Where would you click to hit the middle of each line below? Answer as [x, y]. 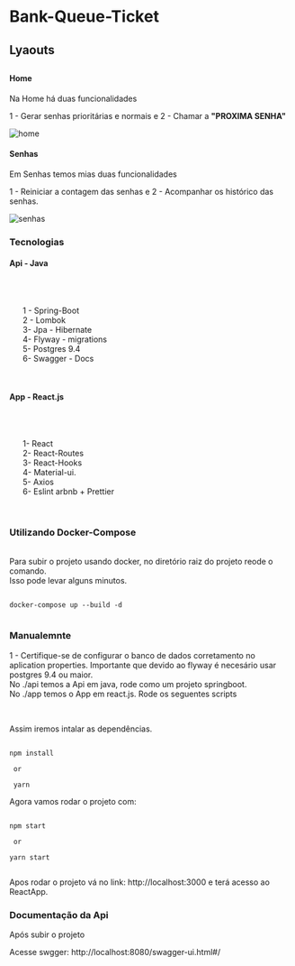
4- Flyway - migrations [65, 339]
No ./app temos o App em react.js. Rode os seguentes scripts [123, 694]
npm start [28, 826]
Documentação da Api [59, 915]
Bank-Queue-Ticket [85, 17]
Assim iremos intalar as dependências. [81, 729]
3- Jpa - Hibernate [57, 329]
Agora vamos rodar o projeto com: [73, 801]
